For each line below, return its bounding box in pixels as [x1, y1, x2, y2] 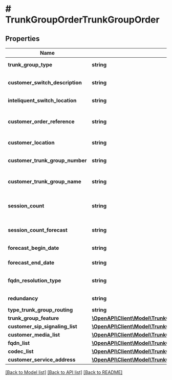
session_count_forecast [8, 227, 68, 233]
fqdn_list [8, 340, 30, 346]
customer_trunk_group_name [8, 178, 81, 185]
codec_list [8, 348, 34, 355]
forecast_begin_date [8, 245, 59, 251]
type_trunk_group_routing [8, 306, 73, 313]
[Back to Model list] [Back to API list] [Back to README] [5, 369, 123, 375]
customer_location [8, 139, 55, 146]
